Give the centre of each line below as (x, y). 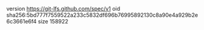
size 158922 (53, 21)
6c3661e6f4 (21, 21)
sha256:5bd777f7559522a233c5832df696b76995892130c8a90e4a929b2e (102, 15)
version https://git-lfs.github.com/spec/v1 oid (63, 9)
